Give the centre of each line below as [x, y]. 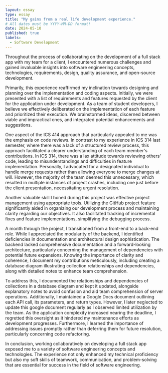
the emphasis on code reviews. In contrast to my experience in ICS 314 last [83, 140]
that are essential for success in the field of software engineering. [73, 365]
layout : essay [20, 10]
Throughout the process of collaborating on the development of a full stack [83, 57]
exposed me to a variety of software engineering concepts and [70, 349]
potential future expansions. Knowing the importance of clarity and [74, 255]
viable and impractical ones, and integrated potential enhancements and [80, 119]
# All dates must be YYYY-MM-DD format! [48, 24]
